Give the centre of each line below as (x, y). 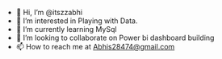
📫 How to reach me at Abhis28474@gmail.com (95, 47)
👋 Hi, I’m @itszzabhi (49, 12)
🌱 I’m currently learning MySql (66, 29)
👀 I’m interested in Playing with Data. (77, 21)
